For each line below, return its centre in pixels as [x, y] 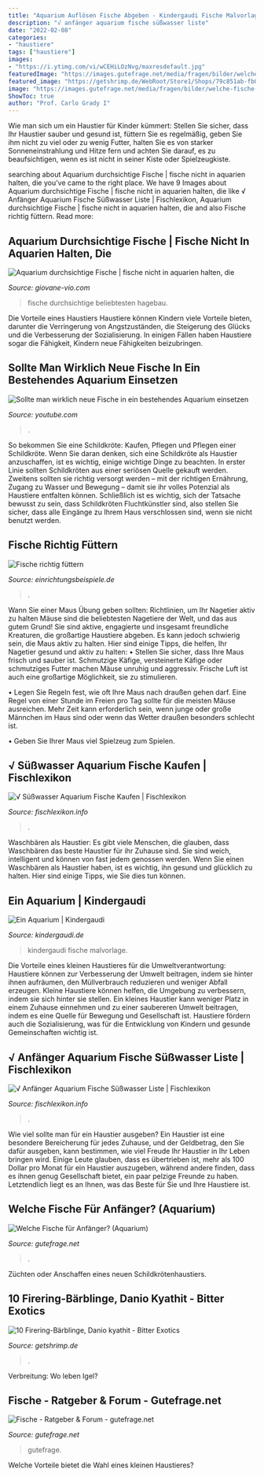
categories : [27, 37]
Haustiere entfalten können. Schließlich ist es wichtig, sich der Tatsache [125, 495]
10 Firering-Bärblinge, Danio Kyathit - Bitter [116, 1299]
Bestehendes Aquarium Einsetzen [93, 380]
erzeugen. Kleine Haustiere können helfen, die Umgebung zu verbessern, [127, 991]
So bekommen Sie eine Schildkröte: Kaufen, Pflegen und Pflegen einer [122, 445]
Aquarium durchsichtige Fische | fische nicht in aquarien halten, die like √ [127, 191]
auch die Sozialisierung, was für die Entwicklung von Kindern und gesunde [129, 1024]
